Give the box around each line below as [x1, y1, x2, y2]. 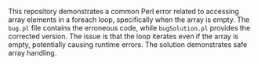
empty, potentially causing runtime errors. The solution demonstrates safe [8, 40, 248, 49]
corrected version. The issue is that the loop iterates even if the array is [8, 31, 239, 41]
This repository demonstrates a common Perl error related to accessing [8, 7, 239, 16]
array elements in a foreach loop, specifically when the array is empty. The [8, 15, 250, 24]
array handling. [8, 49, 57, 57]
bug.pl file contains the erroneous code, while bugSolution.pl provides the [8, 23, 251, 32]
